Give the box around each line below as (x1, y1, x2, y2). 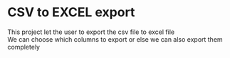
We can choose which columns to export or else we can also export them (7, 35, 223, 43)
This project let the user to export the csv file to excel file (7, 28, 175, 36)
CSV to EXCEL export (7, 4, 135, 21)
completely (7, 42, 41, 51)
